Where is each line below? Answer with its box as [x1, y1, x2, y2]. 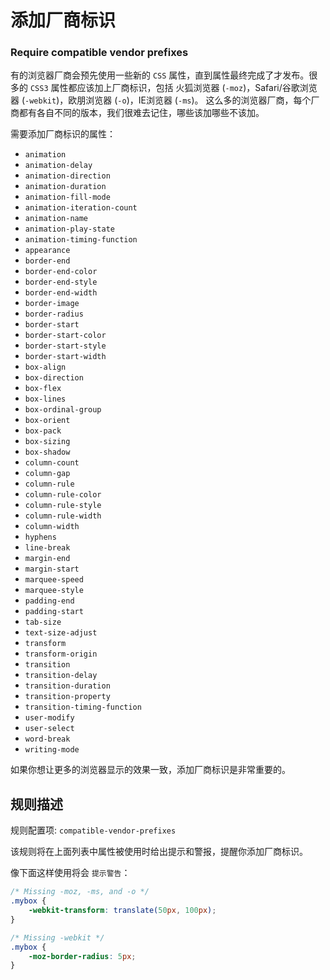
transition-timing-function [24, 702, 142, 713]
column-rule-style [24, 501, 102, 511]
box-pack [24, 426, 62, 436]
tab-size [24, 617, 62, 628]
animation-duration [24, 182, 107, 192]
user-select [24, 724, 75, 734]
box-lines [24, 394, 67, 405]
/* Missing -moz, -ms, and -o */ [10, 887, 150, 897]
